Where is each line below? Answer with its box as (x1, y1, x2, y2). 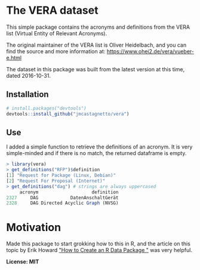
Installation (6, 89, 49, 99)
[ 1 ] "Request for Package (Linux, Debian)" (6, 172, 116, 178)
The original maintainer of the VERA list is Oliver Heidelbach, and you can (6, 41, 187, 48)
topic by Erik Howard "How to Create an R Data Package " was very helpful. (6, 247, 193, 254)
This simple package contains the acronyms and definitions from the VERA (6, 23, 190, 31)
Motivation (6, 220, 61, 234)
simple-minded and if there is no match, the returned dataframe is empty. (6, 150, 187, 157)
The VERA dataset (6, 4, 99, 17)
